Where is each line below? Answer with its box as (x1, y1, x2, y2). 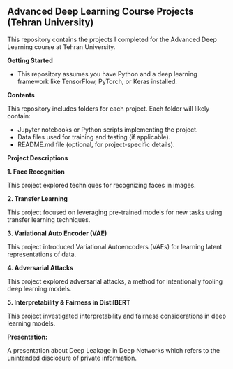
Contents (7, 90, 35, 99)
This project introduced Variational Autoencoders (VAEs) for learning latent (7, 242, 223, 251)
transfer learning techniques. (7, 215, 91, 223)
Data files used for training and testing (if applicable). (17, 132, 171, 141)
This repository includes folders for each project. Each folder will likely (7, 104, 210, 113)
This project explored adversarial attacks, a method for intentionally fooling (7, 277, 223, 286)
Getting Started (7, 56, 54, 64)
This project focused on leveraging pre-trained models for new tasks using (7, 208, 223, 216)
